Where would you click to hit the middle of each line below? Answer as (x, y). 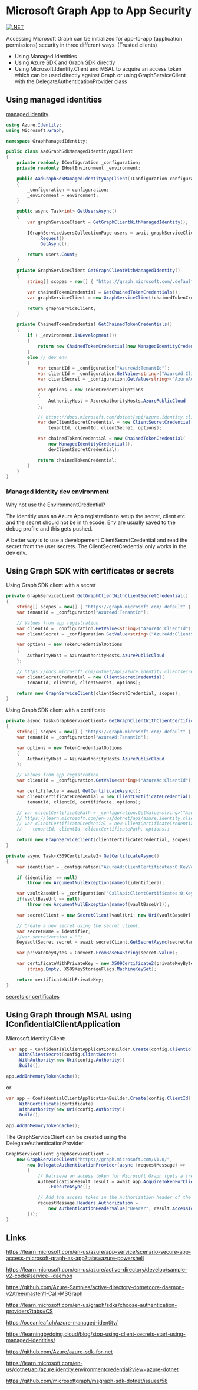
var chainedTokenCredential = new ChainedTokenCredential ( (111, 439)
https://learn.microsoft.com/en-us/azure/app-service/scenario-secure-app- (99, 1252)
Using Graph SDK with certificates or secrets (90, 571)
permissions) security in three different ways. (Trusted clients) (82, 45)
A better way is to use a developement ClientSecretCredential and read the (97, 540)
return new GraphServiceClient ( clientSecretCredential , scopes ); (99, 693)
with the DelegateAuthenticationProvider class (71, 81)
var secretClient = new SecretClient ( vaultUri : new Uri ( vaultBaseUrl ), (106, 915)
